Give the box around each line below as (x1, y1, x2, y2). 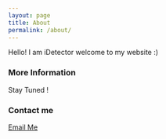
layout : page (8, 11, 51, 20)
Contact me (8, 104, 54, 115)
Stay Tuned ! (8, 85, 49, 94)
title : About (8, 19, 51, 27)
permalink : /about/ (8, 26, 72, 34)
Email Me (8, 123, 38, 132)
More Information (8, 68, 76, 79)
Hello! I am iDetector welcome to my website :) (8, 48, 159, 57)
